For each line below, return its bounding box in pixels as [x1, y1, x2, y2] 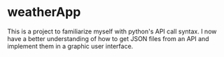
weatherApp [7, 4, 81, 20]
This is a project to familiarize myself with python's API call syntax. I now [7, 27, 217, 35]
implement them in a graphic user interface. [7, 42, 134, 50]
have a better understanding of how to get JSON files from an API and [7, 34, 209, 42]
